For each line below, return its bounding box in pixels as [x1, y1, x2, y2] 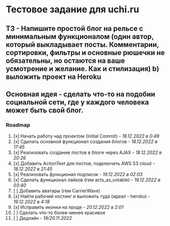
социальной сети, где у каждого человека [6, 98, 149, 107]
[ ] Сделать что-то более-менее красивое [13, 210, 105, 216]
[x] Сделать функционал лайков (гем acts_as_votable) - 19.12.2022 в [13, 177, 161, 183]
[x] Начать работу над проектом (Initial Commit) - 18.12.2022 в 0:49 [13, 133, 160, 140]
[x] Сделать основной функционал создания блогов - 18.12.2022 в [13, 138, 158, 145]
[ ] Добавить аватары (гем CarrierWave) [13, 188, 100, 194]
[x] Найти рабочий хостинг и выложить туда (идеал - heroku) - [13, 193, 151, 199]
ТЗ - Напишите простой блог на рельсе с [6, 24, 143, 33]
